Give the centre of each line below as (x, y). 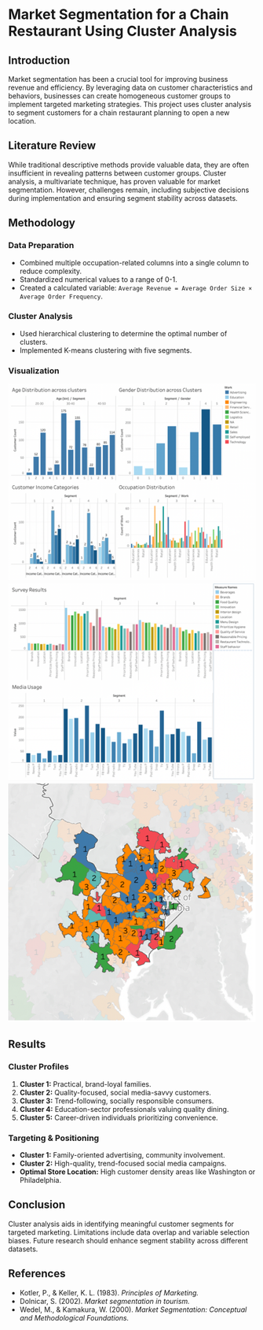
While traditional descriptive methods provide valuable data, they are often (129, 165)
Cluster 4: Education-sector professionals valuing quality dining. (124, 1109)
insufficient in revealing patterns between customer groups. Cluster (117, 173)
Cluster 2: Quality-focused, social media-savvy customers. (115, 1092)
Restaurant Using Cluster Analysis (122, 31)
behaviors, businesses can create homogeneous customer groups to (119, 96)
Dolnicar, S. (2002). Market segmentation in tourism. (104, 1301)
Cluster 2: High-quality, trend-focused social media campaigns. (123, 1163)
